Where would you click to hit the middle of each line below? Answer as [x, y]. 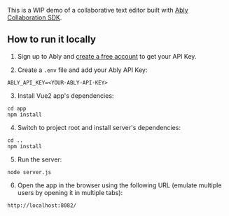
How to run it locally [52, 39]
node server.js [29, 172]
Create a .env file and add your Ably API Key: [82, 70]
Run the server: [40, 159]
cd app [17, 108]
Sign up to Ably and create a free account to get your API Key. [107, 56]
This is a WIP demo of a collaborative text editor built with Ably [98, 10]
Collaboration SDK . [35, 17]
